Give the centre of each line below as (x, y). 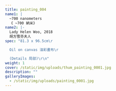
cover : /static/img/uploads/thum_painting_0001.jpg (58, 68)
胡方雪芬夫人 (20, 37)
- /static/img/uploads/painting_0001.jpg (52, 81)
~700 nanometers (26, 18)
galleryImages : (20, 76)
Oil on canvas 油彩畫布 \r (34, 50)
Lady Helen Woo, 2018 (31, 32)
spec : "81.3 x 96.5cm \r (29, 41)
